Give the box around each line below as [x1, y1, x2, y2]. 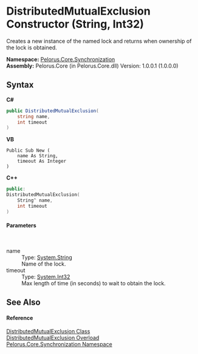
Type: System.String [21, 253, 73, 261]
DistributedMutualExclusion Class [6, 328, 90, 335]
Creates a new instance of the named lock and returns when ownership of [6, 37, 192, 44]
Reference [6, 314, 33, 321]
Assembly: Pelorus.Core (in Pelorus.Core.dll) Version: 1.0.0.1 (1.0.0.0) [6, 62, 179, 69]
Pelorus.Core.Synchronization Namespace [6, 341, 112, 348]
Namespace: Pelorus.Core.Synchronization [6, 55, 115, 63]
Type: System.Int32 [21, 273, 70, 280]
